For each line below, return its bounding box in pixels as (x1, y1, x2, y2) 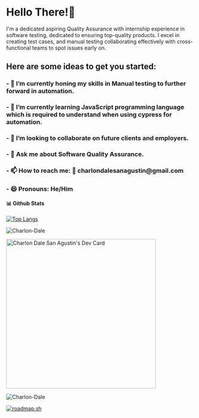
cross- (176, 38, 193, 45)
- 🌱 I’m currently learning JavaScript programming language (6, 103, 185, 111)
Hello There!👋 (6, 5, 76, 19)
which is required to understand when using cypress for (6, 111, 172, 119)
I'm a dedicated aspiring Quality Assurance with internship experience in (6, 25, 185, 32)
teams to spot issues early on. (32, 44, 106, 51)
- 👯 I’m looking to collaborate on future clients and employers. (6, 134, 189, 142)
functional (6, 44, 31, 51)
